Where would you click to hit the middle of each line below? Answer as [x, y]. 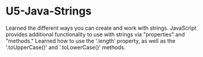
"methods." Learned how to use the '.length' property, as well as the [91, 41]
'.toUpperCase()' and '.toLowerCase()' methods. [65, 47]
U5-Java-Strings [49, 11]
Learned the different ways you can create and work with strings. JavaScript [101, 28]
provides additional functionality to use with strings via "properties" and [95, 34]
